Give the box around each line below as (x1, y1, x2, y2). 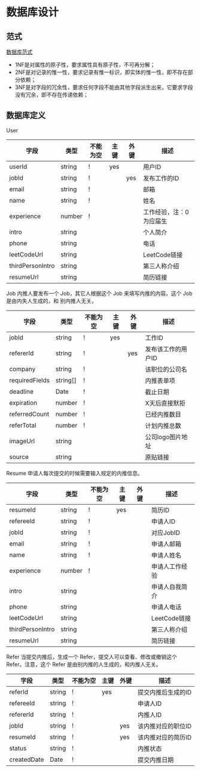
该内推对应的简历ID (137, 733, 192, 741)
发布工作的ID (143, 174, 179, 182)
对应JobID (151, 528, 181, 536)
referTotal (9, 421, 36, 430)
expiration (9, 398, 38, 407)
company (9, 365, 36, 373)
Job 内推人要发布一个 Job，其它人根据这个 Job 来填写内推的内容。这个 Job (6, 290, 193, 297)
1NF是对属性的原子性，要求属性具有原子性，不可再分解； (14, 61, 156, 68)
